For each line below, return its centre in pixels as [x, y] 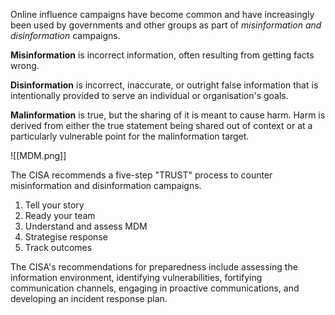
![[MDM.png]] [38, 155]
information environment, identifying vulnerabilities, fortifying [136, 277]
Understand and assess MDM [86, 226]
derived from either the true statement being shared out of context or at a [161, 125]
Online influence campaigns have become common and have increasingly [162, 14]
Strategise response [66, 237]
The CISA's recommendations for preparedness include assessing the [154, 267]
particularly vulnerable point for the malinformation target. [130, 136]
